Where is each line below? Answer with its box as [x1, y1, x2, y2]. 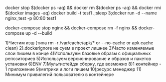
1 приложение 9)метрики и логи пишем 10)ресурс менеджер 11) [5, 66, 142, 72]
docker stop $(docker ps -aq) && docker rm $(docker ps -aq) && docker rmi [5, 5, 161, 10]
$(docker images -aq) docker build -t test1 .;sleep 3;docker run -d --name [5, 10, 157, 16]
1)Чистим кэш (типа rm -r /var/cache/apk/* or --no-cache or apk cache [5, 40, 154, 46]
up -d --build [25, 30, 52, 36]
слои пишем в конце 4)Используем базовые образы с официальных [5, 50, 151, 56]
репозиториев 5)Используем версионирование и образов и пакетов [5, 56, 151, 62]
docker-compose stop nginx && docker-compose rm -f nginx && [5, 25, 138, 31]
